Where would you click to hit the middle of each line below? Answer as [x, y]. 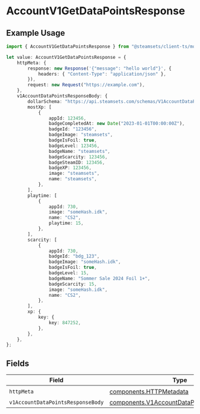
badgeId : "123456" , [73, 129]
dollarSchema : [45, 101]
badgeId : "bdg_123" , [74, 256]
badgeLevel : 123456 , [74, 146]
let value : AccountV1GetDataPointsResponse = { [66, 57]
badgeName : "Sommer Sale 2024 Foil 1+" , [99, 278]
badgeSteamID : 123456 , [77, 162]
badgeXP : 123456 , [70, 168]
